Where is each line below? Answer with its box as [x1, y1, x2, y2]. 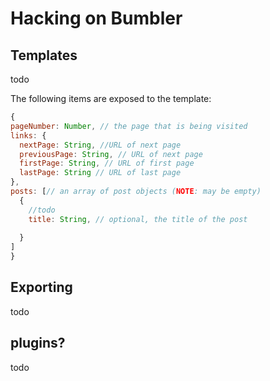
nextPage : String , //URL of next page [19, 140, 182, 150]
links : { [10, 130, 47, 141]
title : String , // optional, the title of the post [28, 214, 248, 224]
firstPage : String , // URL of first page [19, 158, 195, 169]
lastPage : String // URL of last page [19, 168, 182, 178]
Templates [10, 47, 78, 64]
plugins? [10, 335, 66, 352]
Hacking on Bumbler [10, 7, 183, 30]
